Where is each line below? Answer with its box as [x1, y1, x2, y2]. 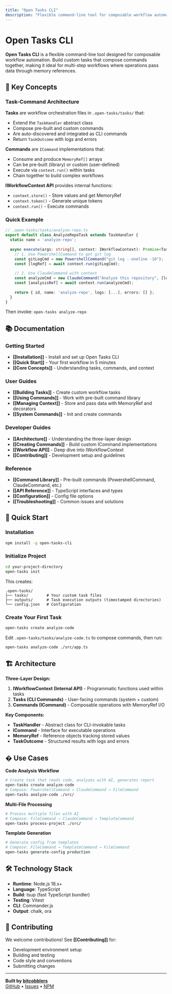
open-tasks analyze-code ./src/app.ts [5, 645, 88, 650]
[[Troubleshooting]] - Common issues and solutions [12, 499, 124, 504]
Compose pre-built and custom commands [12, 125, 104, 132]
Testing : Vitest [12, 897, 45, 903]
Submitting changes [12, 963, 55, 969]
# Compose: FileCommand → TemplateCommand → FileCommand [5, 845, 130, 850]
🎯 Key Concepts [5, 83, 57, 91]
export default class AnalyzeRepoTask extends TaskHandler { [5, 232, 139, 238]
